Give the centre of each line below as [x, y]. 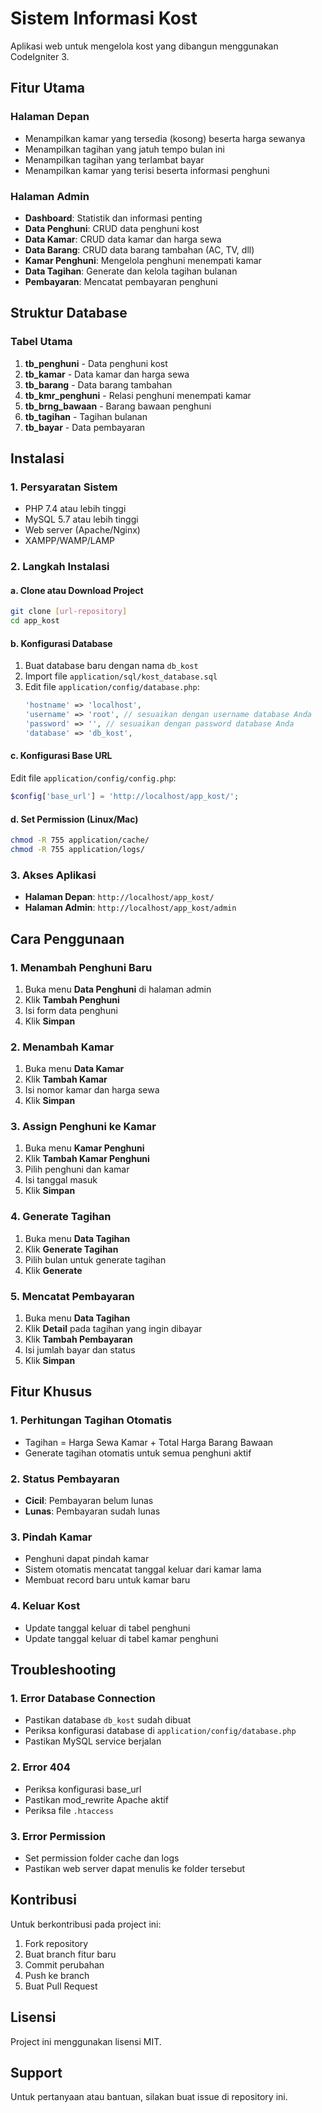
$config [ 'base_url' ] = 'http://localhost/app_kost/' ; [125, 797]
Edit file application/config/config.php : [93, 778]
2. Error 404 [40, 1767]
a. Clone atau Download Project [77, 590]
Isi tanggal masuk [61, 1180]
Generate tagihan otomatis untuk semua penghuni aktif [138, 1453]
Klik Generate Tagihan [71, 1249]
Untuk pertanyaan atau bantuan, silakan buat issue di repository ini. [149, 2097]
